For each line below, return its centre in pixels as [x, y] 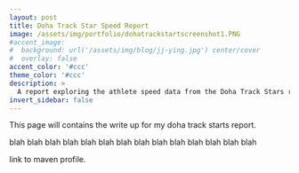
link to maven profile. [48, 160]
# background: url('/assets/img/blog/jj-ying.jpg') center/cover [135, 51]
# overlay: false [43, 59]
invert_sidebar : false [51, 100]
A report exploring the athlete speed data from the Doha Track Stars [151, 91]
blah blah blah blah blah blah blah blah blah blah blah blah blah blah [133, 142]
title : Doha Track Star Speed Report [79, 26]
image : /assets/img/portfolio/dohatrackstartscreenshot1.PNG [125, 34]
